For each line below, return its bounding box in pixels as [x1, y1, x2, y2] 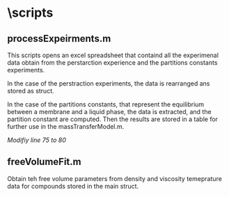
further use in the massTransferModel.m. [7, 123, 125, 130]
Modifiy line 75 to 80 [7, 136, 66, 144]
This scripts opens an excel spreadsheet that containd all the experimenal [7, 51, 219, 59]
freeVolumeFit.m [7, 156, 81, 168]
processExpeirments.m [7, 33, 111, 45]
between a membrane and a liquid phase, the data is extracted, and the [7, 108, 212, 116]
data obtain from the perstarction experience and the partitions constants [7, 58, 218, 67]
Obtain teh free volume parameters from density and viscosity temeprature [7, 174, 223, 182]
